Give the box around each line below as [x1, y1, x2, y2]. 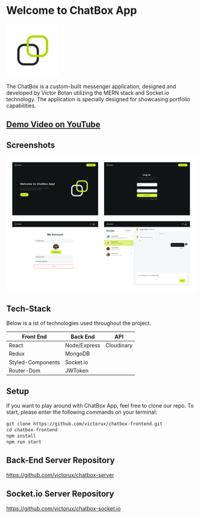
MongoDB [65, 350, 90, 358]
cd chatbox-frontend [6, 427, 58, 433]
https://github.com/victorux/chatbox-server [6, 471, 114, 478]
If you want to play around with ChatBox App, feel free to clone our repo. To [6, 402, 194, 409]
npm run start [6, 439, 42, 445]
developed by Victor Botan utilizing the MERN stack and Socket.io [6, 89, 170, 96]
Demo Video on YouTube [6, 119, 100, 130]
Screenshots [6, 140, 55, 150]
